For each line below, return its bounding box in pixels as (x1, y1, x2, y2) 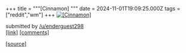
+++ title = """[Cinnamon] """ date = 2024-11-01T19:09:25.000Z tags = (5, 5, 181, 12)
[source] (5, 41, 27, 47)
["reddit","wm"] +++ (5, 11, 55, 18)
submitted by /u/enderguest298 (5, 23, 84, 29)
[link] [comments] (5, 29, 50, 36)
